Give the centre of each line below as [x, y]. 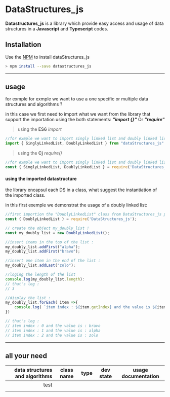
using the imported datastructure [41, 178]
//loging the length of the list [40, 275]
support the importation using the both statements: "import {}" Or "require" [85, 120]
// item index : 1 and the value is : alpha [53, 331]
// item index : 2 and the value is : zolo [52, 335]
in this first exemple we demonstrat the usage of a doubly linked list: [76, 205]
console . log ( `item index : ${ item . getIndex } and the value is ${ [86, 307]
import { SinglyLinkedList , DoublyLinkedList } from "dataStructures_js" [85, 143]
